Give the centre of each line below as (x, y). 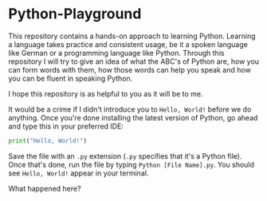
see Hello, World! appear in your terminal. (79, 173)
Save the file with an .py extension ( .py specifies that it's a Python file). (125, 156)
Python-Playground (75, 14)
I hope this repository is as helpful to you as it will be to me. (106, 93)
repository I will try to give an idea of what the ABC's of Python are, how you (134, 61)
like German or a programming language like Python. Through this (116, 53)
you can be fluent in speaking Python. (71, 78)
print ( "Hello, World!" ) (48, 140)
